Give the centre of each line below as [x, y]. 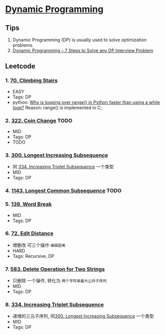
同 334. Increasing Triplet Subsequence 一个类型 [63, 167]
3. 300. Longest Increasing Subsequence [57, 155]
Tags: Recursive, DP [33, 256]
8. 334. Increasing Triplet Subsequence [55, 305]
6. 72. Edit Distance [29, 234]
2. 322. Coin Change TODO [39, 121]
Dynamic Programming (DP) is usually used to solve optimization [79, 40]
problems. [23, 45]
